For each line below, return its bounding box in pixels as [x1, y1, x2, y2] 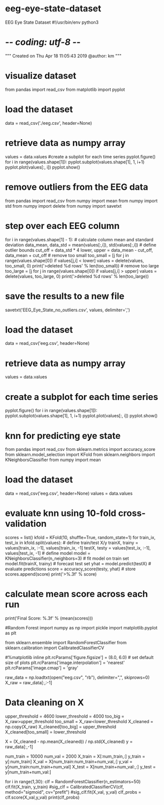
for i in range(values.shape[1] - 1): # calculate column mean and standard [5, 236, 154, 242]
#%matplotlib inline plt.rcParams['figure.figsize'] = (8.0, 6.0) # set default [5, 655, 154, 660]
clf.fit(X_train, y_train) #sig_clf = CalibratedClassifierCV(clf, [5, 784, 124, 790]
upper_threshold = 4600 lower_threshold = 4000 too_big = [5, 713, 125, 719]
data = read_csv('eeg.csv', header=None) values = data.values [5, 490, 133, 496]
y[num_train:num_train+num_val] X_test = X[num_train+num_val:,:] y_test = [5, 764, 156, 769]
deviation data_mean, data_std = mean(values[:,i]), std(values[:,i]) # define [5, 242, 157, 248]
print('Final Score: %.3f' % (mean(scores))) [5, 615, 93, 622]
